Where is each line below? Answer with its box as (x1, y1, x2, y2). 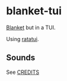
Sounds (6, 52, 36, 63)
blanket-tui (6, 4, 62, 18)
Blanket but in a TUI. (6, 24, 56, 31)
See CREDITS (6, 68, 40, 76)
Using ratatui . (6, 35, 39, 42)
